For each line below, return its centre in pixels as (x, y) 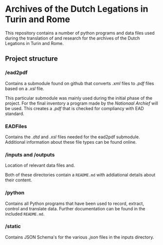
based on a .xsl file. (25, 89)
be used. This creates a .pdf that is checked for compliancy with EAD (74, 108)
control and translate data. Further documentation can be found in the (75, 208)
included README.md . (25, 214)
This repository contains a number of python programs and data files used (80, 33)
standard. (15, 113)
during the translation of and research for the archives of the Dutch (72, 38)
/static (13, 226)
